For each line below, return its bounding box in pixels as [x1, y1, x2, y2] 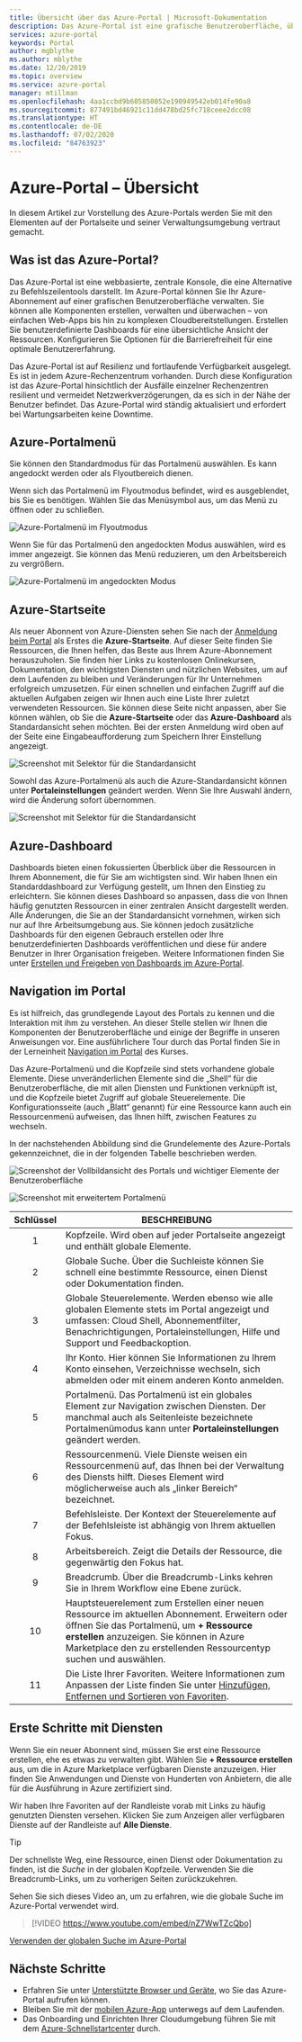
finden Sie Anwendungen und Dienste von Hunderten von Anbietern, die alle [9, 1773, 292, 1784]
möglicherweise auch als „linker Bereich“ [65, 1481, 238, 1494]
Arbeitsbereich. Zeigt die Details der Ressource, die [65, 1544, 283, 1557]
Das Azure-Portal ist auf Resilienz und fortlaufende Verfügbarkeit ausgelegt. [9, 361, 292, 372]
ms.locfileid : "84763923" [9, 139, 106, 148]
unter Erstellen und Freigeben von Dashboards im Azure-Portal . [9, 958, 244, 968]
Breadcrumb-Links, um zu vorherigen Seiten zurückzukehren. [9, 1873, 238, 1884]
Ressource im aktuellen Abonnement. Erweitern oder [65, 1607, 288, 1620]
